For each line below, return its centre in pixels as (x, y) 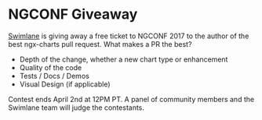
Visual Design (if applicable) (65, 84)
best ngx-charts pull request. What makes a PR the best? (100, 44)
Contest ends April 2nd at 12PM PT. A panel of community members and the (131, 99)
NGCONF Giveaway (73, 14)
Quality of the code (51, 67)
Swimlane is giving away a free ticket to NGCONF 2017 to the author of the (129, 36)
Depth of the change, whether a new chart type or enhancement (124, 59)
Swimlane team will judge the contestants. (76, 108)
